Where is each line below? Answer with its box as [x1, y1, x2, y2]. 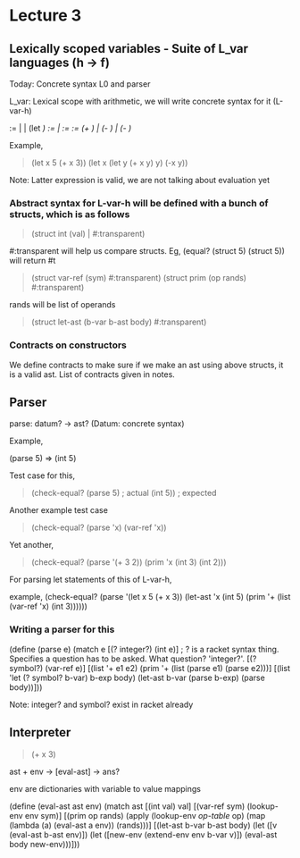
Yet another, [9, 540, 54, 551]
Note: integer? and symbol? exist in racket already [9, 699, 194, 710]
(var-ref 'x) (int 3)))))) [9, 601, 87, 612]
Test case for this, [9, 470, 76, 481]
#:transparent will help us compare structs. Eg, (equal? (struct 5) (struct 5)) [9, 246, 286, 257]
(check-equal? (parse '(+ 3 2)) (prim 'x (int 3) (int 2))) [30, 557, 227, 568]
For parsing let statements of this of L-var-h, [9, 574, 172, 585]
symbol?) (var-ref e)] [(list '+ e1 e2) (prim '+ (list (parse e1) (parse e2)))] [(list [9, 662, 291, 673]
